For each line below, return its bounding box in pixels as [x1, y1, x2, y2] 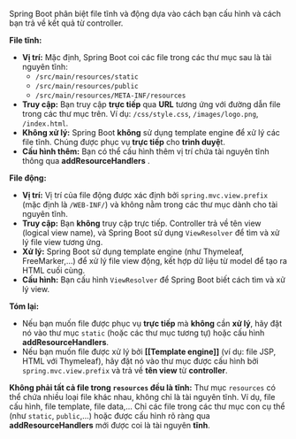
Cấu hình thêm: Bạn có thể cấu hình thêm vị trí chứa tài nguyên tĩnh [21, 146, 269, 157]
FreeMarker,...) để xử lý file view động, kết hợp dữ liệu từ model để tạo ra [21, 256, 287, 266]
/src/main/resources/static [34, 73, 139, 81]
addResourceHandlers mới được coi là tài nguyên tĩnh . [9, 420, 210, 430]
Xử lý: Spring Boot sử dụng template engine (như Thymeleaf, [21, 246, 245, 257]
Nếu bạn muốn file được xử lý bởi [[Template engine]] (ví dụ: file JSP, [21, 346, 277, 357]
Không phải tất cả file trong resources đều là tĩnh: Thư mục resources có [9, 382, 277, 393]
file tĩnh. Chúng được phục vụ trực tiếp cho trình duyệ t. [21, 137, 225, 147]
